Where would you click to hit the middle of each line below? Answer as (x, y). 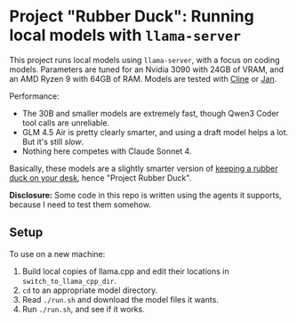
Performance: (34, 96)
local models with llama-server (125, 35)
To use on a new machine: (57, 254)
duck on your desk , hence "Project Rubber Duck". (100, 178)
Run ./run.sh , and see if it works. (83, 309)
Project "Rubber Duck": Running (132, 16)
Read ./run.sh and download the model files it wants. (120, 299)
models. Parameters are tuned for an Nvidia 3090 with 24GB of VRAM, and (147, 69)
